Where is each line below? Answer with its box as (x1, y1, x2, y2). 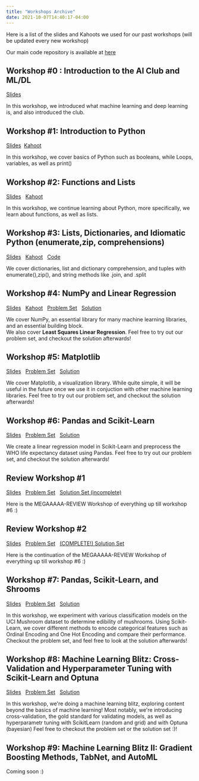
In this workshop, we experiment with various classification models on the (6, 612, 187, 619)
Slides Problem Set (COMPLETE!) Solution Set (6, 540, 125, 547)
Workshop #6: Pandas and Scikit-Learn (6, 416, 155, 426)
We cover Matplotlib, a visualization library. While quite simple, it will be (6, 379, 181, 386)
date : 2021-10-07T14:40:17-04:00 (6, 14, 89, 20)
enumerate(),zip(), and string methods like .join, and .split (6, 271, 147, 278)
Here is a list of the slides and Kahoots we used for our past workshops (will (6, 30, 192, 38)
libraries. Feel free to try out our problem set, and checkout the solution (6, 392, 181, 399)
